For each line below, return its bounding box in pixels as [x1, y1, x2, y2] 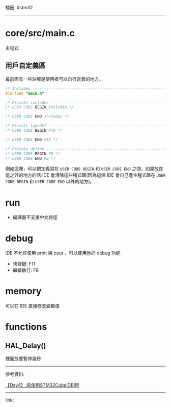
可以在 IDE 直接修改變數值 [5, 303, 60, 309]
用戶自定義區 [5, 61, 46, 70]
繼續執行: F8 [12, 267, 39, 273]
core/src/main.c [5, 28, 75, 39]
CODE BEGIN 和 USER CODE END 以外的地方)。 [5, 178, 95, 185]
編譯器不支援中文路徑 [12, 214, 58, 221]
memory [5, 285, 42, 297]
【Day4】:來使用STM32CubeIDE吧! [5, 382, 80, 388]
